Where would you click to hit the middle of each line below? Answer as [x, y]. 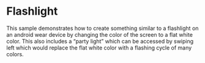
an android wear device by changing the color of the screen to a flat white [99, 34]
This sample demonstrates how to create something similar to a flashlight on [102, 28]
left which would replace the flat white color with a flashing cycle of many [99, 48]
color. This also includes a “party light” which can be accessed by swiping [100, 41]
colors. [15, 54]
